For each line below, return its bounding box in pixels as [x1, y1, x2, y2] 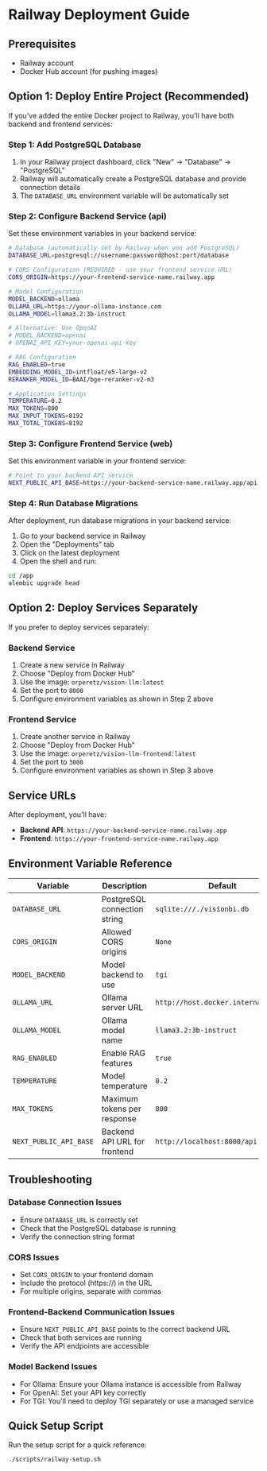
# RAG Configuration [8, 354, 77, 362]
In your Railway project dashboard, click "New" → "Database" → [19, 157, 231, 167]
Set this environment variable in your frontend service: [8, 456, 187, 466]
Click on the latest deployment [19, 548, 120, 558]
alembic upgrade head [8, 579, 80, 587]
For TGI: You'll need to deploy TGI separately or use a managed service [19, 1396, 254, 1406]
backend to [101, 970, 144, 981]
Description [102, 881, 148, 892]
